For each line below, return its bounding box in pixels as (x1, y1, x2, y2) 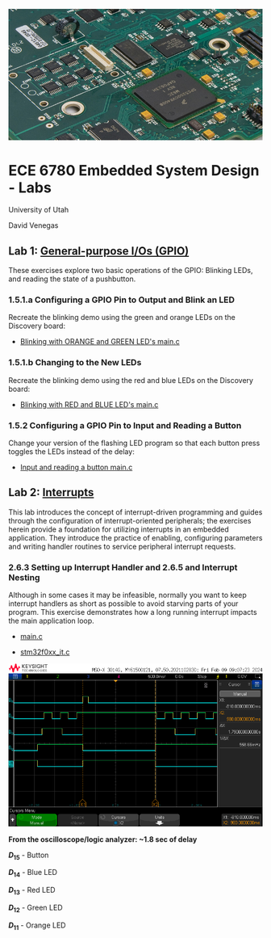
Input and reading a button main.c (19, 462, 133, 472)
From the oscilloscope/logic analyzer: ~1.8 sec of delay (8, 834, 198, 844)
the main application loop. (8, 616, 94, 626)
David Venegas (8, 221, 59, 230)
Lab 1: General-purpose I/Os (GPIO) (8, 244, 190, 258)
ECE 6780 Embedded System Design (8, 161, 260, 179)
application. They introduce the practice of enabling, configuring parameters (8, 532, 263, 542)
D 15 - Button (8, 850, 49, 861)
